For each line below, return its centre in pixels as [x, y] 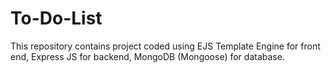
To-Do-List [56, 18]
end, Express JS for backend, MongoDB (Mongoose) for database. [147, 56]
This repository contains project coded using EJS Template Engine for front [165, 46]
